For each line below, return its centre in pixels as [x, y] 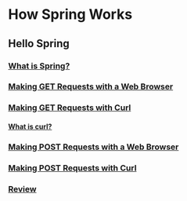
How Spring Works [70, 15]
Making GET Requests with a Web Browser [91, 86]
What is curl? [30, 126]
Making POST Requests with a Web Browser [93, 147]
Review [22, 188]
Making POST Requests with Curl [72, 168]
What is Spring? [39, 66]
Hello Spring [39, 44]
